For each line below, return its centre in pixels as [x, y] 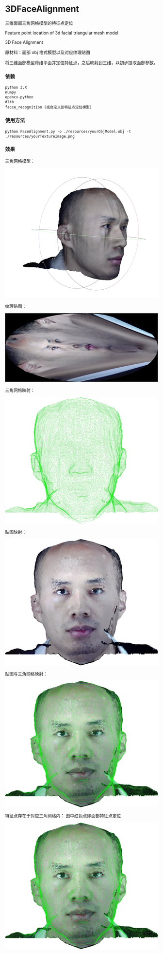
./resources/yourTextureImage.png [40, 136]
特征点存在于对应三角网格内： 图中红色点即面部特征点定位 [63, 816]
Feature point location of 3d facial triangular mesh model [62, 33]
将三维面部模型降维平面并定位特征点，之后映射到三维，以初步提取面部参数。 [81, 62]
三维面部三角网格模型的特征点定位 [39, 23]
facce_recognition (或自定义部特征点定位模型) [49, 107]
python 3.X [16, 88]
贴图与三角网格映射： [26, 674]
